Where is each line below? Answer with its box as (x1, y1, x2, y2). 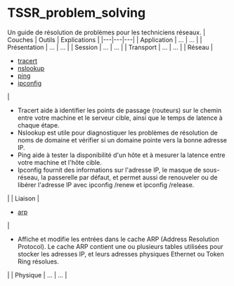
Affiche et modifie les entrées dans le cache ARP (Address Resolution (17, 235, 219, 243)
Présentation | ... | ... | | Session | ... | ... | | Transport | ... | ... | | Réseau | (7, 43, 213, 51)
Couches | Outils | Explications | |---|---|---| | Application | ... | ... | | (7, 35, 202, 43)
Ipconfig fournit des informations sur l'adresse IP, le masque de (17, 165, 202, 174)
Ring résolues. (17, 257, 60, 266)
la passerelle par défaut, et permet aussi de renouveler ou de (41, 173, 218, 182)
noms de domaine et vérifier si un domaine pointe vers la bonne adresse (17, 135, 227, 144)
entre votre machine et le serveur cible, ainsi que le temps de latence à (17, 114, 223, 122)
